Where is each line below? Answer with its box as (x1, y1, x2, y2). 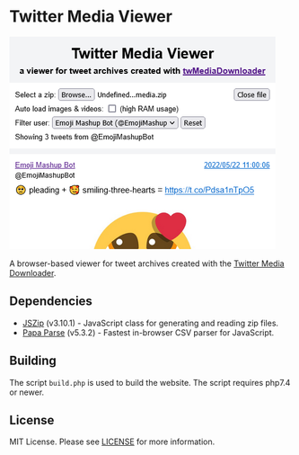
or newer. (9, 387, 45, 397)
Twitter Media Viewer (9, 6, 173, 27)
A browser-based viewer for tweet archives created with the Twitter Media (9, 258, 285, 269)
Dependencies (9, 294, 92, 309)
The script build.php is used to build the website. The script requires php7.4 (9, 377, 291, 388)
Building (9, 353, 57, 369)
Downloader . (9, 267, 57, 278)
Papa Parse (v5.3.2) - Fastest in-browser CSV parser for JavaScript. (22, 326, 275, 338)
